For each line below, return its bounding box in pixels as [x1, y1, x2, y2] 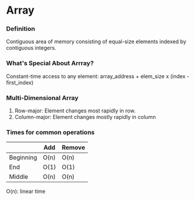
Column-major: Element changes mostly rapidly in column [14, 114, 156, 121]
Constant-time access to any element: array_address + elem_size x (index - [6, 72, 190, 80]
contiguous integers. [6, 44, 57, 51]
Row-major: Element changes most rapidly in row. [14, 107, 136, 114]
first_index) [6, 79, 34, 86]
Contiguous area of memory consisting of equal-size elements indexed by [6, 38, 187, 45]
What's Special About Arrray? [6, 59, 94, 67]
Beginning [9, 153, 37, 162]
